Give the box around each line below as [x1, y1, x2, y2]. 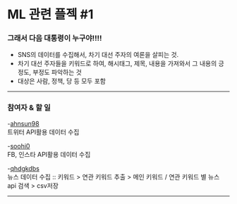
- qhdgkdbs [7, 164, 40, 172]
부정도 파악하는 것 [32, 68, 83, 77]
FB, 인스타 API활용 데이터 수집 [7, 150, 91, 158]
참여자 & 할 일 [7, 103, 51, 113]
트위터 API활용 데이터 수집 [7, 127, 80, 136]
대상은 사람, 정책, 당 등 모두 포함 [17, 77, 106, 85]
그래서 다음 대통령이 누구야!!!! [7, 33, 102, 43]
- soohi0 [7, 141, 30, 150]
